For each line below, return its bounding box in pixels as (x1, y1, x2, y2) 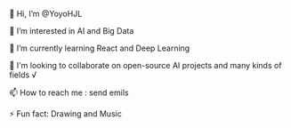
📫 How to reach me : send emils (9, 87, 129, 98)
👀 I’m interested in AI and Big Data (9, 26, 134, 36)
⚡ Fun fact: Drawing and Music (9, 108, 122, 119)
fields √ (9, 69, 37, 80)
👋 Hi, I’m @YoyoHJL (9, 9, 83, 19)
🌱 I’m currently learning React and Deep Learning (9, 43, 190, 53)
